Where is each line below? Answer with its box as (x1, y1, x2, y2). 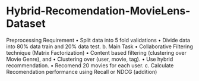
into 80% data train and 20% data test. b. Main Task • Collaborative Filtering (6, 43, 193, 50)
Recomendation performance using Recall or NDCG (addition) (6, 68, 157, 75)
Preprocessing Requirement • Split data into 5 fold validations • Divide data (6, 36, 191, 43)
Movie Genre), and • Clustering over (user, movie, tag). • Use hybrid (6, 55, 173, 63)
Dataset (6, 17, 46, 30)
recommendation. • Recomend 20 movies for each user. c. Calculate (6, 61, 174, 69)
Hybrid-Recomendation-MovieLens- (6, 4, 191, 18)
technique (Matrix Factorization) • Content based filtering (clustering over (6, 49, 187, 56)
